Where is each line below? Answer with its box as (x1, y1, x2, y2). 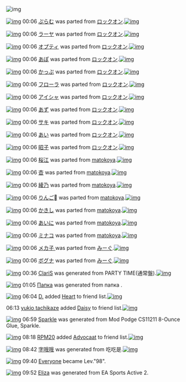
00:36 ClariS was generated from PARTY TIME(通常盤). (22, 269, 156, 277)
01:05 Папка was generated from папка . (22, 281, 123, 288)
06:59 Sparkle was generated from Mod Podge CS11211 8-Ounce (22, 316, 180, 323)
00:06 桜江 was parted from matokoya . (22, 156, 118, 163)
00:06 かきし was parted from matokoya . (22, 207, 123, 213)
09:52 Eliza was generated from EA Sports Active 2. (22, 369, 149, 376)
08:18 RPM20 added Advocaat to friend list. (22, 333, 129, 341)
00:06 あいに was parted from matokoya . (22, 219, 123, 226)
